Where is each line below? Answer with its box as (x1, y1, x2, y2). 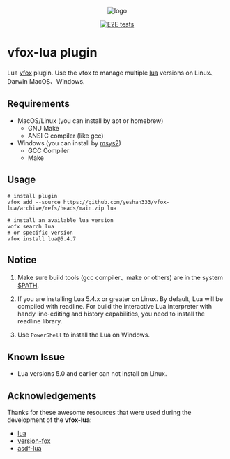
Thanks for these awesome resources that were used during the (7, 409, 192, 416)
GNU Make (27, 124, 59, 132)
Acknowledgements (7, 390, 97, 402)
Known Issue (7, 351, 65, 363)
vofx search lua (7, 223, 54, 230)
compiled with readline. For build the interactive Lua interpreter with (17, 303, 213, 311)
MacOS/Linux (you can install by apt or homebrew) (17, 116, 164, 125)
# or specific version (7, 229, 73, 236)
